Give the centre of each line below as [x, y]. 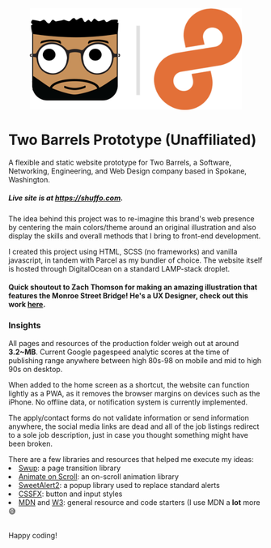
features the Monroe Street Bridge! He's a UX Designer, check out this [128, 296]
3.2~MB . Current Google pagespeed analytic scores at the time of [119, 352]
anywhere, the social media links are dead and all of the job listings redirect [134, 426]
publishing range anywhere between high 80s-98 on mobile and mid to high [135, 360]
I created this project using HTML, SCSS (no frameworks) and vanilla [123, 251]
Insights [25, 326]
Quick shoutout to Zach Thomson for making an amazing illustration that [133, 287]
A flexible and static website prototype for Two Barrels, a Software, [120, 162]
